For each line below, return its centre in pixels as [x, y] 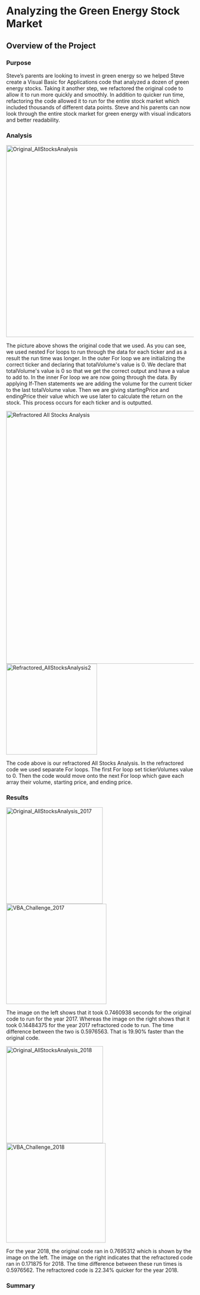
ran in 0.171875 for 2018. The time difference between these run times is [94, 1264]
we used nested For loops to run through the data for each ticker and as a [96, 352]
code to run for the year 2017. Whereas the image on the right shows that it [98, 1019]
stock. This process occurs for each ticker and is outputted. [79, 403]
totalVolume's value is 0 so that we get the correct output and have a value [98, 371]
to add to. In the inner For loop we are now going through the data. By [92, 378]
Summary [21, 1285]
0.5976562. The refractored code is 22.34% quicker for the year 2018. [92, 1270]
